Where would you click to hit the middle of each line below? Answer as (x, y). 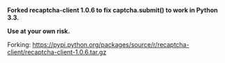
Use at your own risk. (39, 31)
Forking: (19, 44)
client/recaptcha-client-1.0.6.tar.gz (57, 52)
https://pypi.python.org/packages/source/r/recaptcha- (111, 44)
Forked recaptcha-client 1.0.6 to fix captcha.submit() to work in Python (112, 10)
